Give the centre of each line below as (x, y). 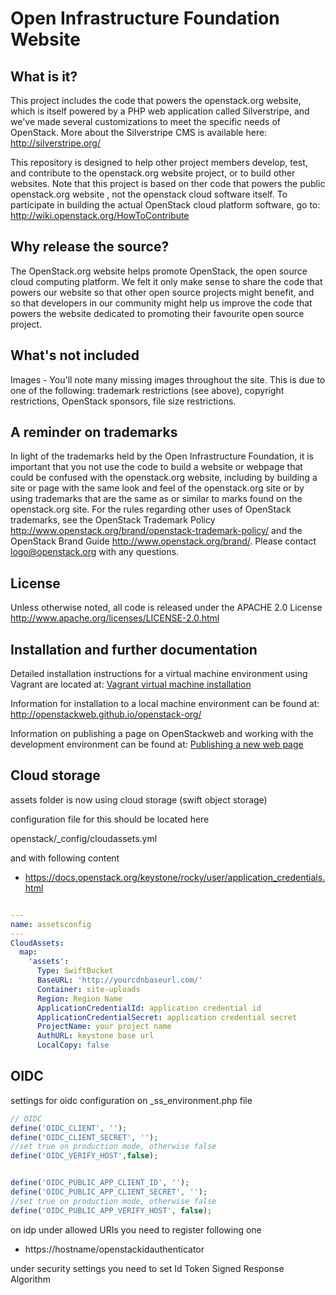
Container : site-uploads (88, 989)
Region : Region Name (79, 998)
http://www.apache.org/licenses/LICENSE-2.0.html (115, 618)
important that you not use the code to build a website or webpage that (156, 467)
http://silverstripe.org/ (55, 143)
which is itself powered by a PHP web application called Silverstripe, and (160, 111)
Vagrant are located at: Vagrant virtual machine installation (131, 684)
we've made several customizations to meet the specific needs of (145, 121)
